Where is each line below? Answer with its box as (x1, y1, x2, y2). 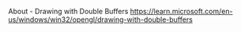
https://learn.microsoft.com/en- (130, 7, 233, 16)
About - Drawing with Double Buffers (8, 7, 129, 16)
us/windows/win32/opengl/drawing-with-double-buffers (8, 15, 194, 24)
